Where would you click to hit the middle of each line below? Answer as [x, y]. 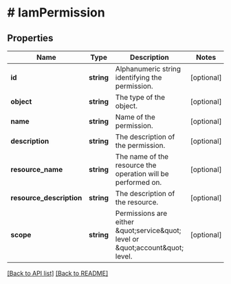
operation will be [142, 174]
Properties [30, 38]
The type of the [140, 97]
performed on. [139, 182]
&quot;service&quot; [148, 230]
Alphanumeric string [148, 69]
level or [127, 239]
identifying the [139, 77]
